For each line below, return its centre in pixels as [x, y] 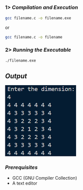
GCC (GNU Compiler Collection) [45, 178]
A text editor [25, 183]
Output [16, 76]
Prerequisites [21, 167]
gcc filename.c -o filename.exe [38, 18]
